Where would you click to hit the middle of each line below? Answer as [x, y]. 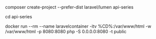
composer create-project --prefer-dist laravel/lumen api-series [69, 7]
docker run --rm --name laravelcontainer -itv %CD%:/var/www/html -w [78, 26]
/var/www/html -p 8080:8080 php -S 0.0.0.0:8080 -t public [66, 31]
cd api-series [19, 17]
